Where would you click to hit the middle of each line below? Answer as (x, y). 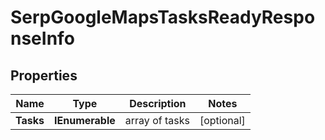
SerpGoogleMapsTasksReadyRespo (163, 17)
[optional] (222, 120)
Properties (44, 75)
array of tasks (157, 120)
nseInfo (42, 38)
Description (158, 103)
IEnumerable (85, 120)
